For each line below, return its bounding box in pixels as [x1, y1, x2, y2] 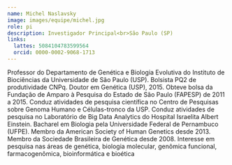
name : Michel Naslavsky [7, 10, 77, 17]
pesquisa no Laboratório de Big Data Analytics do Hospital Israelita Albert [7, 112, 219, 120]
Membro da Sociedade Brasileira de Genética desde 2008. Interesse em [7, 134, 215, 143]
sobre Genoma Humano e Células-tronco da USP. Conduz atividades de [7, 105, 215, 113]
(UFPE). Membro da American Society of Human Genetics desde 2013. [7, 127, 211, 136]
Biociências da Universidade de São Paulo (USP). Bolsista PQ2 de [7, 75, 197, 84]
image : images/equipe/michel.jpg [7, 17, 105, 24]
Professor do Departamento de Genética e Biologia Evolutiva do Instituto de [7, 68, 225, 77]
